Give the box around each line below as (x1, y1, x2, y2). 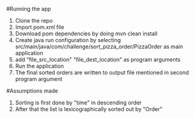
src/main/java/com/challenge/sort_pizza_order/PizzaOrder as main (15, 43, 183, 50)
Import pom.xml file (15, 24, 65, 31)
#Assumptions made (6, 87, 58, 94)
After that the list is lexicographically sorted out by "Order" (15, 106, 163, 112)
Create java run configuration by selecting (15, 37, 121, 43)
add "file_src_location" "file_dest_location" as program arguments (15, 56, 181, 63)
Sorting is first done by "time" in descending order (15, 99, 142, 106)
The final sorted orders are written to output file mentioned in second (15, 69, 189, 76)
